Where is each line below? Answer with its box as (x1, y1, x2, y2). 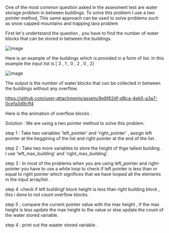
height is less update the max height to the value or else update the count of (5, 207, 164, 213)
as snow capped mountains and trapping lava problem (5, 20, 119, 26)
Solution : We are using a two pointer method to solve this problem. (5, 120, 145, 126)
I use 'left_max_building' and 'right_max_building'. (5, 151, 108, 156)
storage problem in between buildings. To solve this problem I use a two (5, 10, 155, 16)
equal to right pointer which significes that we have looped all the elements (5, 171, 161, 177)
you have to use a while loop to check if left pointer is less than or (21, 166, 158, 171)
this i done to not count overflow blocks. (5, 192, 89, 198)
